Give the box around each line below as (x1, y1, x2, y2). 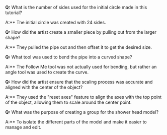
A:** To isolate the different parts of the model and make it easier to (5, 119, 147, 125)
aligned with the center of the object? (5, 84, 83, 90)
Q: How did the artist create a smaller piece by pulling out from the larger (5, 29, 157, 35)
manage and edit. (5, 124, 42, 130)
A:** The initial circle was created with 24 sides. (5, 20, 107, 25)
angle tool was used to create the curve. (5, 69, 89, 75)
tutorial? (5, 10, 22, 16)
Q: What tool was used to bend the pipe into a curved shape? (5, 54, 132, 60)
